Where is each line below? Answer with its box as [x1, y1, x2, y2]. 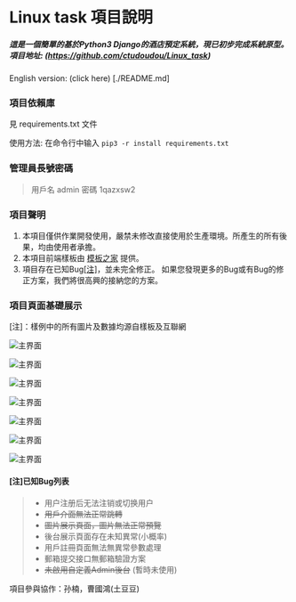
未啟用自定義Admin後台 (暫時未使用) [44, 564, 178, 574]
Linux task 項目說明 [9, 7, 154, 28]
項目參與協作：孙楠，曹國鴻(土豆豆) [9, 583, 140, 594]
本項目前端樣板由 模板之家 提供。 [21, 253, 144, 264]
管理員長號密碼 [9, 162, 74, 175]
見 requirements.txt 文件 [9, 118, 98, 129]
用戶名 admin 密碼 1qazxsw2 [30, 183, 136, 195]
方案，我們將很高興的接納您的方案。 [29, 275, 163, 286]
